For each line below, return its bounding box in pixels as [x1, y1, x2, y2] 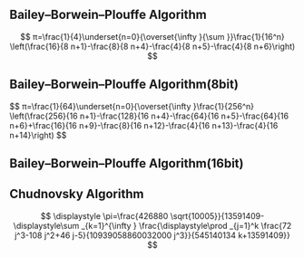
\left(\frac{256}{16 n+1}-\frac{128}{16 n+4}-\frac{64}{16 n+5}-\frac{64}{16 [9, 110, 289, 121]
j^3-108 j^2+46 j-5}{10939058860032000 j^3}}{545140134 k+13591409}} [15, 230, 290, 241]
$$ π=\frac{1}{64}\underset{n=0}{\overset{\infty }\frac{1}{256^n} [9, 100, 255, 111]
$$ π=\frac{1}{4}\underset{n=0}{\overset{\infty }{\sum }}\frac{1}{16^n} [19, 31, 286, 42]
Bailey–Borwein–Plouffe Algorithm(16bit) [9, 156, 244, 171]
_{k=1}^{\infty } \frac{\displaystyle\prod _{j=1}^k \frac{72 [81, 220, 292, 231]
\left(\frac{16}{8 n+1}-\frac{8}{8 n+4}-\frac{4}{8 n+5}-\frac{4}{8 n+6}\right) [9, 41, 296, 52]
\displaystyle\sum [13, 220, 80, 231]
